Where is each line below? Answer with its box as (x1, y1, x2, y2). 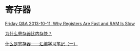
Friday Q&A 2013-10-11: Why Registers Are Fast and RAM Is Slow (5, 20, 135, 26)
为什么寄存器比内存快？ (5, 30, 52, 36)
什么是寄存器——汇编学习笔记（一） (5, 40, 78, 46)
